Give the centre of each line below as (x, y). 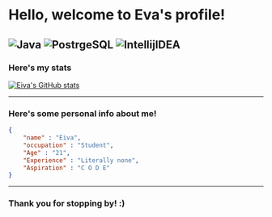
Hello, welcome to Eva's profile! (117, 15)
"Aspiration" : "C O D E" (67, 168)
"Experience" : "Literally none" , (81, 160)
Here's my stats (40, 68)
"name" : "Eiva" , (52, 138)
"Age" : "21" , (47, 152)
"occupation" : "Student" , (68, 145)
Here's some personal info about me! (83, 113)
